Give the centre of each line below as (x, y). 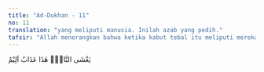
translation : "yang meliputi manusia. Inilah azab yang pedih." (115, 30)
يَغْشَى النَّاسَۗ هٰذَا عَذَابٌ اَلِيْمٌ (49, 59)
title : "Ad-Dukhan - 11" (49, 15)
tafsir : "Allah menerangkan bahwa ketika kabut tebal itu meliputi (121, 37)
